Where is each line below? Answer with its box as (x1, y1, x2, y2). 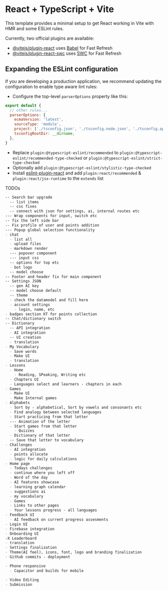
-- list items (9, 200, 39, 205)
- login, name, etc (14, 307, 55, 312)
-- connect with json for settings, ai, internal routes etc (9, 209, 140, 214)
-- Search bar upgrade (5, 194, 52, 200)
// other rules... (9, 108, 48, 113)
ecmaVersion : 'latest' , (14, 117, 64, 122)
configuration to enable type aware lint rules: (5, 83, 97, 89)
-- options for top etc (9, 260, 59, 265)
